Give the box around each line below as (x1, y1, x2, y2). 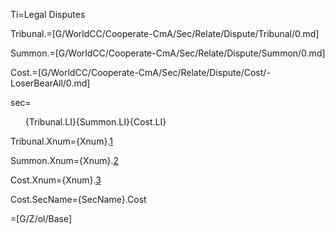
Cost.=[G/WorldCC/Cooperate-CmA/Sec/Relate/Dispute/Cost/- (10, 67, 271, 78)
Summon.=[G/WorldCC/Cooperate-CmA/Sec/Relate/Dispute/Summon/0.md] (10, 47, 326, 59)
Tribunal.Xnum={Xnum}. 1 (10, 135, 113, 147)
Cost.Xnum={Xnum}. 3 (10, 174, 102, 186)
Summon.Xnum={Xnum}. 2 (10, 155, 119, 166)
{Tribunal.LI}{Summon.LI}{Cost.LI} (24, 116, 167, 128)
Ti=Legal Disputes (10, 9, 86, 20)
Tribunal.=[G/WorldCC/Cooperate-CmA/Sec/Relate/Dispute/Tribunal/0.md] (10, 28, 320, 39)
